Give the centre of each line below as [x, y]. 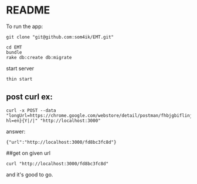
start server [20, 68]
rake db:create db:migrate [39, 57]
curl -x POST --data [31, 110]
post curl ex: [29, 97]
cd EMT [14, 47]
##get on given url [28, 153]
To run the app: [25, 26]
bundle [14, 52]
